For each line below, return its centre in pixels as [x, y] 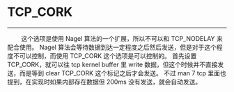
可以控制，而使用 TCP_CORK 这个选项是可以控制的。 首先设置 [108, 55]
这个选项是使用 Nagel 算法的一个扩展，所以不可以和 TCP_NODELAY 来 [122, 38]
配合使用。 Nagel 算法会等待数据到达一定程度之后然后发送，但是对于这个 [112, 47]
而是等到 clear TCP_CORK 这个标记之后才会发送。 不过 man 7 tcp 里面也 [123, 73]
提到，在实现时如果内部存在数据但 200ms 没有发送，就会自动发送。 [104, 82]
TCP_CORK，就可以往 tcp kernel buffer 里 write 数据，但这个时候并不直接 [112, 64]
